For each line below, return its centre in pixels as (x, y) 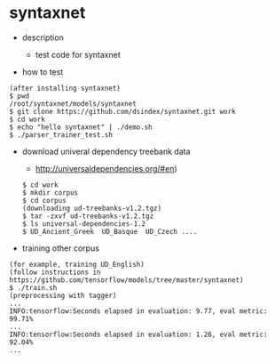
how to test (43, 72)
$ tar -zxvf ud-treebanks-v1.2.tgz (88, 216)
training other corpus (61, 248)
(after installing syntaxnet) (65, 88)
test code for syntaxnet (78, 54)
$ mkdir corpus (50, 193)
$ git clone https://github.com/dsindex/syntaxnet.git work (123, 111)
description (43, 37)
